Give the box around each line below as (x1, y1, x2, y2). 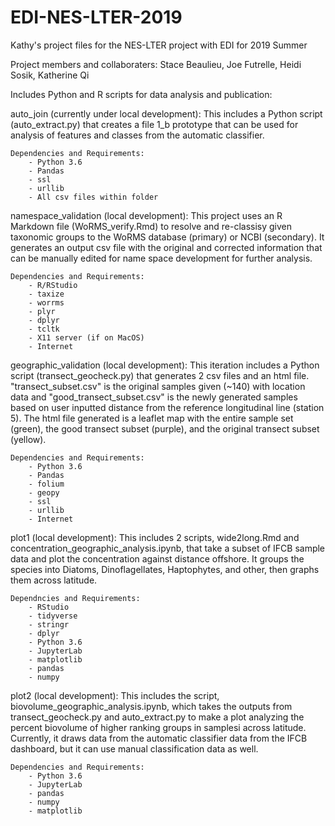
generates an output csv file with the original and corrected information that (10, 241, 323, 253)
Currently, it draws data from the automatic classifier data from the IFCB (10, 732, 308, 744)
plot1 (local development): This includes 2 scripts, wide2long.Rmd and (10, 531, 300, 543)
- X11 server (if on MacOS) (28, 332, 145, 343)
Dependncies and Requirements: (10, 593, 141, 603)
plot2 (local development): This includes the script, (10, 689, 220, 701)
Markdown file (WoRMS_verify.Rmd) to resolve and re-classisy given (10, 220, 293, 232)
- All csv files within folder (28, 192, 159, 202)
